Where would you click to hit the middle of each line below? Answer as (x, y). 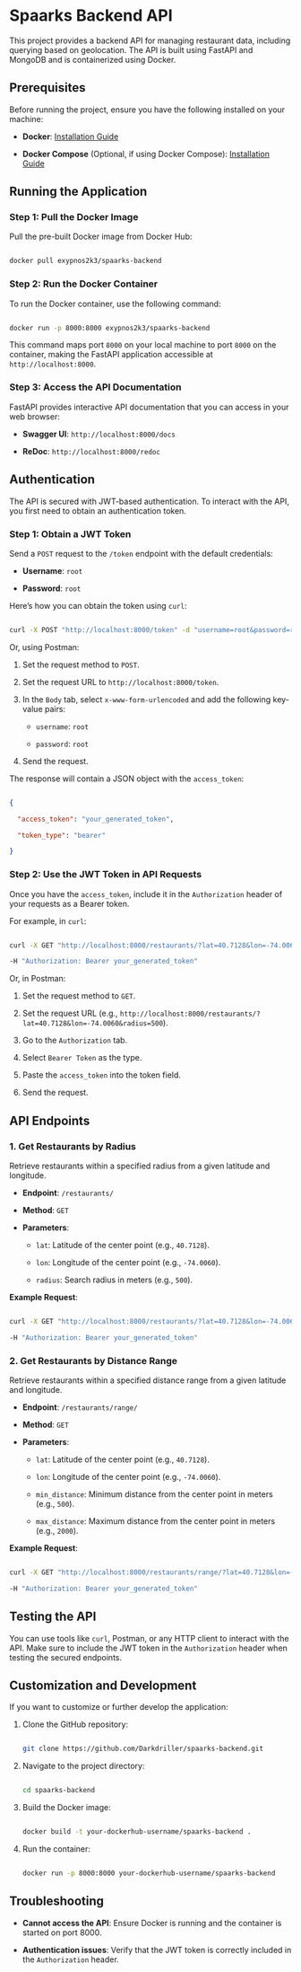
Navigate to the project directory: (83, 1766)
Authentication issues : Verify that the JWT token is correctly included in (157, 1950)
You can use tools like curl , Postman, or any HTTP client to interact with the (149, 1638)
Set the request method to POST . (81, 665)
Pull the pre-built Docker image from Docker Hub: (101, 237)
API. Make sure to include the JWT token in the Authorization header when (149, 1648)
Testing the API (53, 1617)
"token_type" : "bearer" (61, 835)
